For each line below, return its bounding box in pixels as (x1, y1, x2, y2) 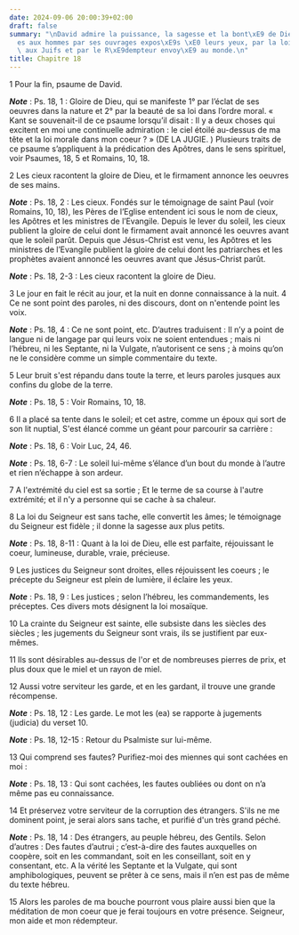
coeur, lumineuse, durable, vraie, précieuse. (9, 548, 171, 557)
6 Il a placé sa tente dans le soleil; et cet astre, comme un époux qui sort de (9, 414, 287, 424)
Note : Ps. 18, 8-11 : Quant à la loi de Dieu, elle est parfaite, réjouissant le (9, 538, 274, 549)
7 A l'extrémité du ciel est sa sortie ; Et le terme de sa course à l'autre (9, 484, 264, 495)
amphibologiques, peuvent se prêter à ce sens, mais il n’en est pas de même (9, 870, 290, 880)
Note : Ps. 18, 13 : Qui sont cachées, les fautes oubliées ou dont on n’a (9, 778, 267, 789)
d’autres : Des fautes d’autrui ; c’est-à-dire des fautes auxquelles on (9, 841, 258, 851)
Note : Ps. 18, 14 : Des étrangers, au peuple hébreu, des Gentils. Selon (9, 832, 266, 842)
